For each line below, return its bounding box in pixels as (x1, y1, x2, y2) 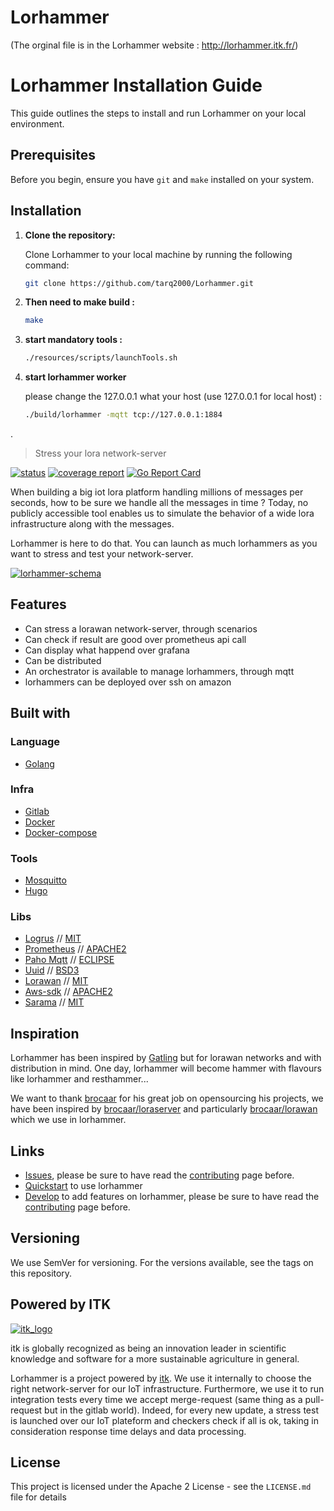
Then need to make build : (24, 296, 135, 308)
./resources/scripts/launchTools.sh (24, 353, 178, 363)
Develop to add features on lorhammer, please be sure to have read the (24, 1191, 320, 1203)
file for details (10, 1491, 67, 1503)
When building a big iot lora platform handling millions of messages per (10, 486, 304, 498)
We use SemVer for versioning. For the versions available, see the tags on (10, 1256, 314, 1268)
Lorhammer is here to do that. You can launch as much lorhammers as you (10, 537, 318, 549)
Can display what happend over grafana (24, 644, 190, 656)
